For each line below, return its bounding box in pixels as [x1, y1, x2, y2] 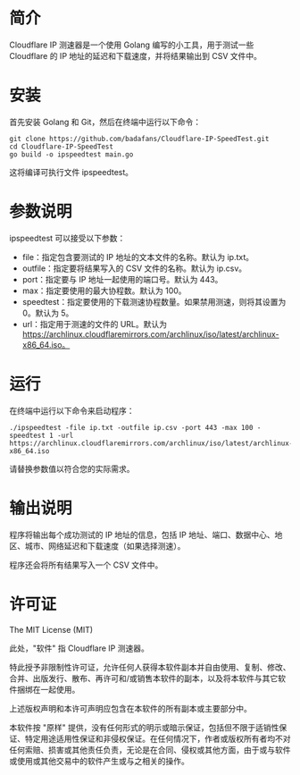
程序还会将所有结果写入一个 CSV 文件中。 [9, 560, 163, 570]
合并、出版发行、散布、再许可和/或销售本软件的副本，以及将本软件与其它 [9, 672, 279, 684]
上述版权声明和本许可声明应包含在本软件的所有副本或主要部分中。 [9, 703, 252, 713]
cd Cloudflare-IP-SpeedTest [9, 142, 114, 151]
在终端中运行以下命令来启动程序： [9, 405, 135, 416]
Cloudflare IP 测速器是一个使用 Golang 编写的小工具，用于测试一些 [9, 39, 254, 50]
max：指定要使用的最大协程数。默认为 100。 [21, 285, 187, 296]
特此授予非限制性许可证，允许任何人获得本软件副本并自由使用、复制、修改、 [9, 661, 291, 672]
